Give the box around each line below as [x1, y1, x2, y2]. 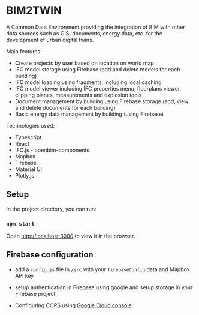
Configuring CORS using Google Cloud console [14, 301, 132, 309]
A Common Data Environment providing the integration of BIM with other [6, 23, 186, 31]
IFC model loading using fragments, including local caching [14, 79, 162, 86]
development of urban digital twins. [6, 36, 94, 43]
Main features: [6, 47, 42, 55]
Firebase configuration [6, 250, 94, 260]
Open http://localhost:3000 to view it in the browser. [6, 232, 135, 240]
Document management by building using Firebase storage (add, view [14, 97, 189, 105]
